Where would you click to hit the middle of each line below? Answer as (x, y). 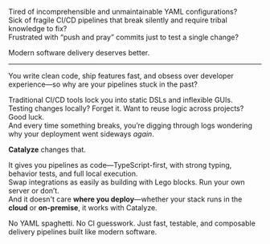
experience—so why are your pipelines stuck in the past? (103, 84)
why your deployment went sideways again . (81, 134)
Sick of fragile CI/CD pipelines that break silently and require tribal (118, 20)
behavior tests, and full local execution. (73, 173)
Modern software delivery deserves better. (79, 53)
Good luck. (27, 117)
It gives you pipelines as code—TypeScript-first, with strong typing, (120, 165)
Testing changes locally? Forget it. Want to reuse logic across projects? (126, 108)
